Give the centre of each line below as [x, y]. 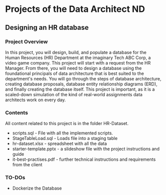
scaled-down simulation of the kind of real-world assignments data [74, 94]
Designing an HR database [47, 28]
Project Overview [27, 42]
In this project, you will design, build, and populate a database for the [76, 52]
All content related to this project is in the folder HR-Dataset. [67, 124]
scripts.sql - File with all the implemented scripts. [63, 133]
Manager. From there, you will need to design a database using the [74, 68]
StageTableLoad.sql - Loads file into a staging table [65, 138]
